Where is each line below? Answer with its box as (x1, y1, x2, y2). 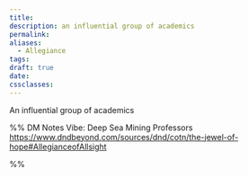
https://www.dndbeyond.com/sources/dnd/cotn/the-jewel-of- (9, 131, 239, 142)
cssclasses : (9, 80, 54, 89)
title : (9, 13, 34, 22)
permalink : (9, 30, 50, 39)
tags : (9, 55, 30, 64)
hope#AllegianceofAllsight (9, 141, 107, 152)
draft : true (9, 64, 54, 73)
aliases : (9, 38, 42, 48)
